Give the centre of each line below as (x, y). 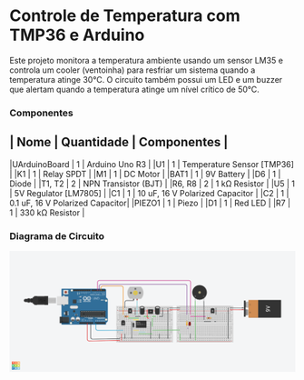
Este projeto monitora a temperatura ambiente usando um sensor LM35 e (147, 60)
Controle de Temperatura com (125, 16)
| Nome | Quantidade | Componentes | (119, 142)
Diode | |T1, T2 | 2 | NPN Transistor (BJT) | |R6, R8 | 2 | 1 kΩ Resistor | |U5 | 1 (152, 184)
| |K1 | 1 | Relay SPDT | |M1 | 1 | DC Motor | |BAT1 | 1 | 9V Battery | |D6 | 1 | (145, 174)
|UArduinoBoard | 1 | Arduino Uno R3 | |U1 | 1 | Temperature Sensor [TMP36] (152, 164)
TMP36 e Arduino (77, 35)
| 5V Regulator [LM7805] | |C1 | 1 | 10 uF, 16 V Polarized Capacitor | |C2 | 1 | (149, 193)
